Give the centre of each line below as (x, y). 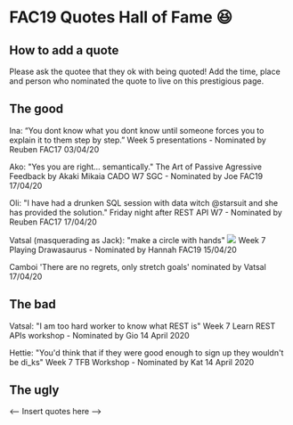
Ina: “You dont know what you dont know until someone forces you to (137, 130)
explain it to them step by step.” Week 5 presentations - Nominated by (138, 140)
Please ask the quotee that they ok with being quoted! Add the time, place (145, 71)
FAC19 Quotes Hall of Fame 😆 (121, 17)
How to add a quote (64, 50)
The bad (33, 304)
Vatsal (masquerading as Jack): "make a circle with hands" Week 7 (138, 240)
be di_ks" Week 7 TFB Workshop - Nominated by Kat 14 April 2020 (132, 362)
